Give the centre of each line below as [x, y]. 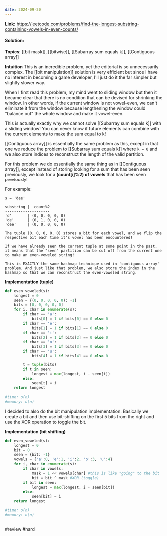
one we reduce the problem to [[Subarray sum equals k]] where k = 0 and [81, 149]
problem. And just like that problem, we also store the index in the [80, 268]
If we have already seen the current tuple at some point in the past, [81, 246]
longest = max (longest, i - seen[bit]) [73, 487]
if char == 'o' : [40, 342]
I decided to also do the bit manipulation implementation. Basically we [77, 411]
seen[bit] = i [46, 497]
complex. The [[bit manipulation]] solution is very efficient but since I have [82, 72]
